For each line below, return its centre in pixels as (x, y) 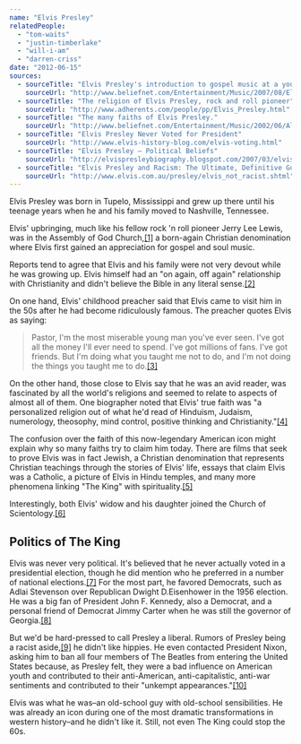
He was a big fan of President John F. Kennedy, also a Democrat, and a (141, 601)
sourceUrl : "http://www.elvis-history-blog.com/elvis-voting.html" (154, 143)
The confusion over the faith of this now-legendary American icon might (142, 439)
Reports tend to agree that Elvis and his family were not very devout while (145, 264)
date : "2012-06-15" (46, 68)
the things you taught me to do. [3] (95, 366)
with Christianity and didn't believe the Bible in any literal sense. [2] (132, 284)
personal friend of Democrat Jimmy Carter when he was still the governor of (150, 611)
